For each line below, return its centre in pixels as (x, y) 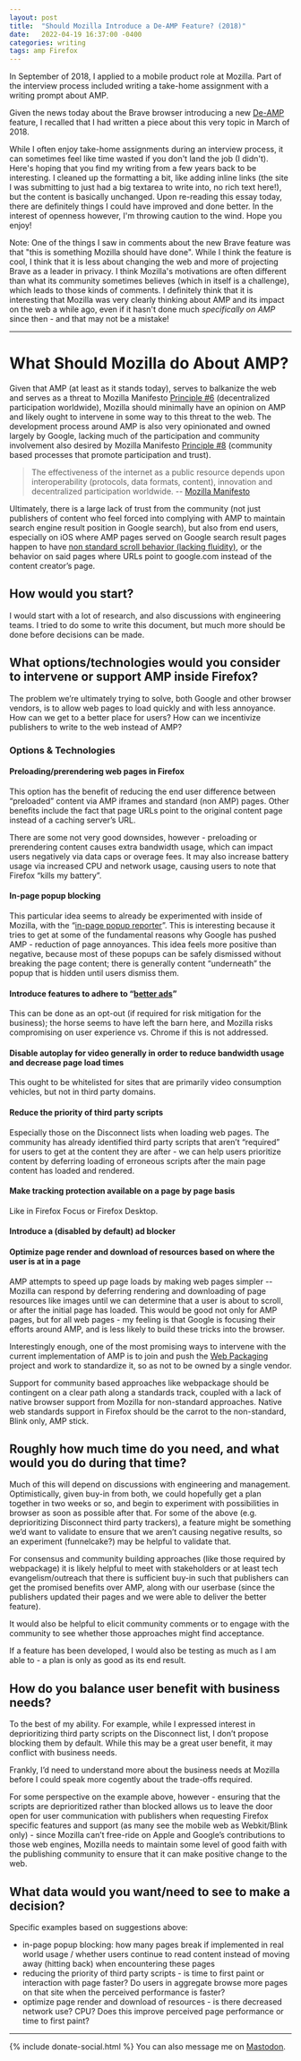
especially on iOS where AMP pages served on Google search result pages (148, 538)
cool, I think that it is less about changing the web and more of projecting (144, 262)
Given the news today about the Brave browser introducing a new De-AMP (147, 113)
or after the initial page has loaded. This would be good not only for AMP (143, 1310)
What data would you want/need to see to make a (150, 1892)
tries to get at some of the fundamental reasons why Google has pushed (143, 935)
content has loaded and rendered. (72, 1170)
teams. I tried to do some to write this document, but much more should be (147, 625)
